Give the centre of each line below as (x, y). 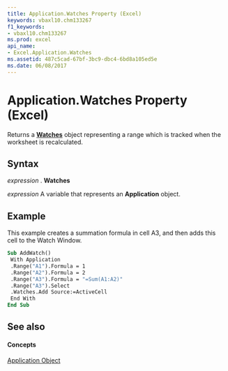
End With (23, 299)
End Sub (18, 305)
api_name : (22, 46)
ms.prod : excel (29, 40)
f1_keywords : (26, 27)
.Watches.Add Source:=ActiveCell (59, 292)
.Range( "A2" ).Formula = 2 (48, 272)
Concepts (22, 345)
